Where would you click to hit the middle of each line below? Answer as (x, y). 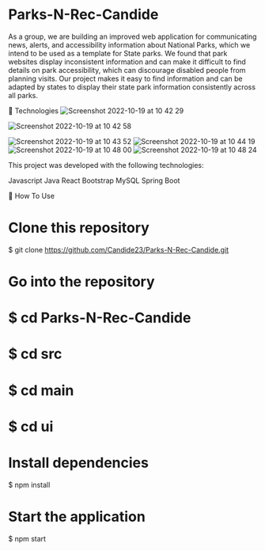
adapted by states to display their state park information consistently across (132, 87)
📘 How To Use (32, 196)
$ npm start (27, 538)
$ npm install (29, 484)
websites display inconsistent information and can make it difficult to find (127, 62)
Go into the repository (82, 282)
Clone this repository (79, 228)
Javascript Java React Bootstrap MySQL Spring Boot (94, 180)
